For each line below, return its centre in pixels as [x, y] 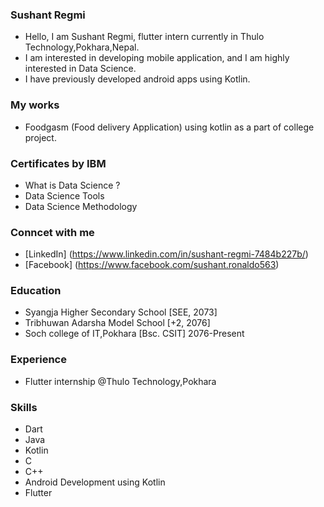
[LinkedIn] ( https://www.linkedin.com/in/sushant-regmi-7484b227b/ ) [166, 254]
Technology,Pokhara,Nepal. [82, 47]
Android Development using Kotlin [95, 482]
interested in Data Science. [80, 69]
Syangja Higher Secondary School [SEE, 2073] [121, 312]
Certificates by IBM [58, 163]
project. [40, 137]
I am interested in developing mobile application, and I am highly [157, 58]
